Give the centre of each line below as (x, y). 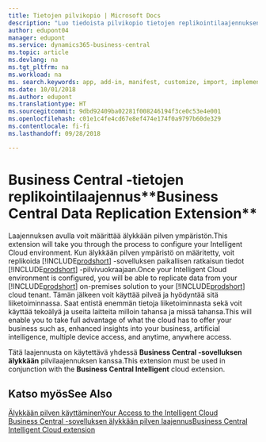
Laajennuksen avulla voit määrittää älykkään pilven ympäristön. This (118, 236)
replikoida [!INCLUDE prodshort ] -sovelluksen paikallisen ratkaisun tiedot (126, 261)
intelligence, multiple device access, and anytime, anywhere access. (120, 336)
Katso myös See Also (60, 394)
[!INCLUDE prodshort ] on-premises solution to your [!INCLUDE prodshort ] (127, 286)
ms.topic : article (38, 52)
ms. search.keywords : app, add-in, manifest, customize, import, (118, 82)
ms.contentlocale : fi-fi (49, 126)
